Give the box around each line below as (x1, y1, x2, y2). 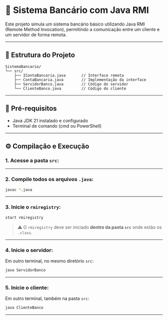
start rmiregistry (5, 215, 43, 220)
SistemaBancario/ (5, 64, 41, 69)
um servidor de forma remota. (5, 31, 67, 37)
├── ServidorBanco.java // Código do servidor (14, 81, 128, 86)
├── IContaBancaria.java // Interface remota (14, 72, 124, 78)
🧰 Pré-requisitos (5, 104, 57, 113)
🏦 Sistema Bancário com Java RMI (5, 4, 149, 16)
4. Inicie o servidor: (5, 246, 53, 253)
